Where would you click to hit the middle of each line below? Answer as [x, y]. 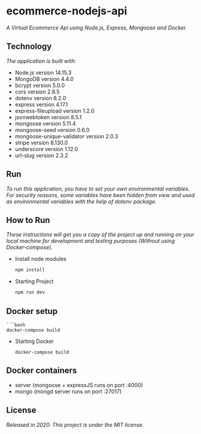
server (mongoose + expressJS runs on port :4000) [79, 385]
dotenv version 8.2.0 [40, 98]
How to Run [28, 220]
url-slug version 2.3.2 [41, 155]
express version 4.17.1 [41, 104]
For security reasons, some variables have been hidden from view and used [100, 195]
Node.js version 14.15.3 [43, 73]
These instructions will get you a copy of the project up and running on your [100, 234]
